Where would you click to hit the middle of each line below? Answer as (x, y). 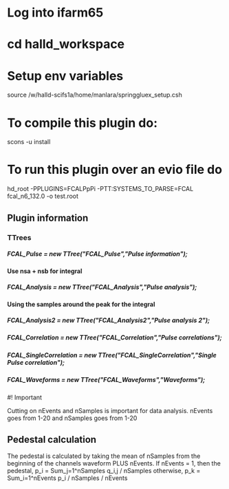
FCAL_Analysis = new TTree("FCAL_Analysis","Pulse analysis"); (102, 287)
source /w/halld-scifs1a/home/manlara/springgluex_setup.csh (95, 95)
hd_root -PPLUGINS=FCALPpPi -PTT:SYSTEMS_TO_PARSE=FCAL (100, 189)
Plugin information (48, 218)
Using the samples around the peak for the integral (81, 304)
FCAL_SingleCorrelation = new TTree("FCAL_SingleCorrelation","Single (112, 355)
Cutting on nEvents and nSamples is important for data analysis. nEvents (110, 410)
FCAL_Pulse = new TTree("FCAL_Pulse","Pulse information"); (97, 254)
